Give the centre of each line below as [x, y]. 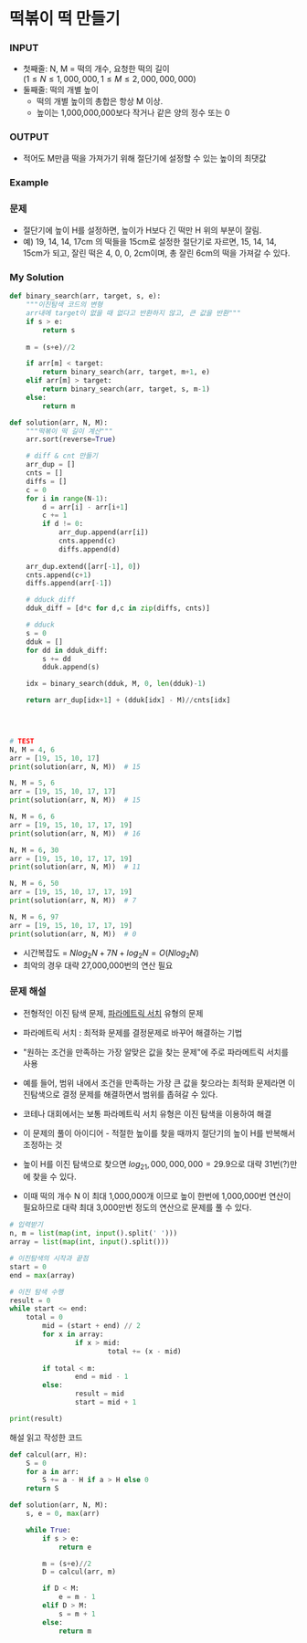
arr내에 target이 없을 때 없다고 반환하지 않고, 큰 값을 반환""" [133, 313]
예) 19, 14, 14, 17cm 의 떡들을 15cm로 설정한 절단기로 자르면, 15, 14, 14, [149, 242]
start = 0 [28, 1267]
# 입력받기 [26, 1225]
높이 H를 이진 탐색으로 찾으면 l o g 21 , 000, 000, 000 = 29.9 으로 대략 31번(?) [156, 1165]
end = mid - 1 [101, 1377]
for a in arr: [53, 1471]
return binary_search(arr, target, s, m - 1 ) [126, 389]
